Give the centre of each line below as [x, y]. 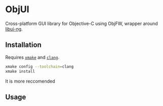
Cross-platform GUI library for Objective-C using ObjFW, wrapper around [82, 23]
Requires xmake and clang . [32, 57]
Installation [23, 45]
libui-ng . [14, 29]
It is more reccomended [30, 81]
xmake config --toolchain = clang [39, 67]
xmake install [20, 71]
